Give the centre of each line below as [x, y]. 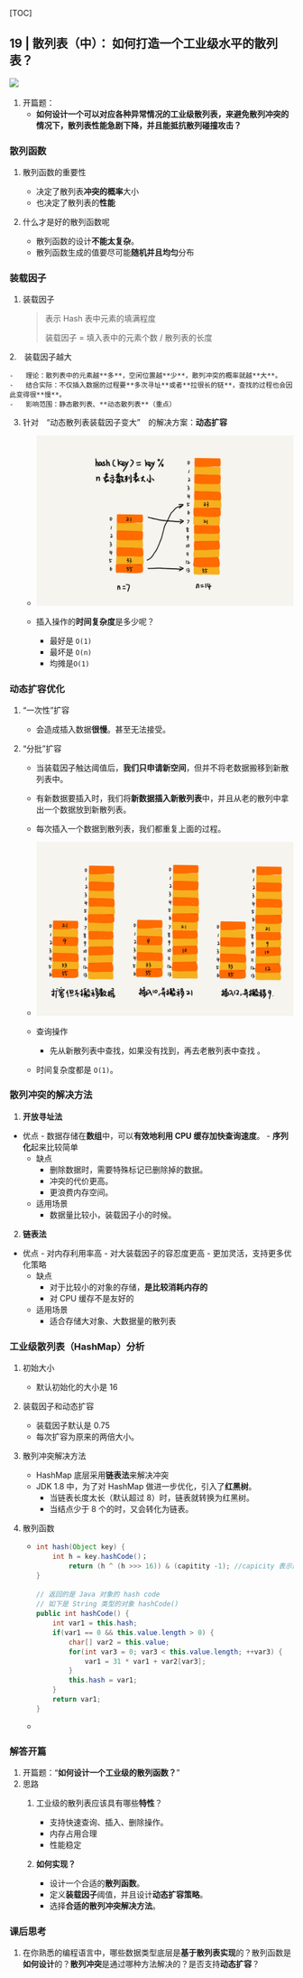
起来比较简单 [54, 1147]
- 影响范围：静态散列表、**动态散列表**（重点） [93, 405]
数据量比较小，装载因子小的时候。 [113, 1215]
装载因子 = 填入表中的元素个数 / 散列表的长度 [129, 338]
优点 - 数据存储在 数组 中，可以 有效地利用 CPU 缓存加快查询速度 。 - [146, 1135]
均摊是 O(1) [69, 664]
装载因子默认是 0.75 [73, 1425]
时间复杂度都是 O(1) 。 [77, 1069]
